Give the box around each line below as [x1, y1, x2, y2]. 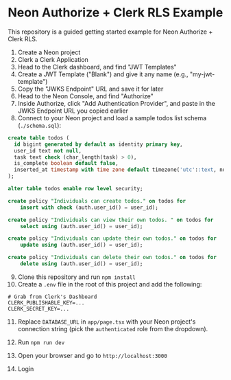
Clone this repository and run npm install [17, 273, 136, 281]
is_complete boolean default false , [14, 160, 119, 167]
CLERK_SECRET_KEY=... [8, 305, 70, 312]
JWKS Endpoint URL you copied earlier [17, 107, 129, 115]
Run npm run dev [17, 338, 65, 346]
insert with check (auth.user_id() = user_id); [20, 204, 158, 211]
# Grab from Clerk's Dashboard [8, 293, 97, 300]
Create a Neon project [17, 48, 81, 56]
